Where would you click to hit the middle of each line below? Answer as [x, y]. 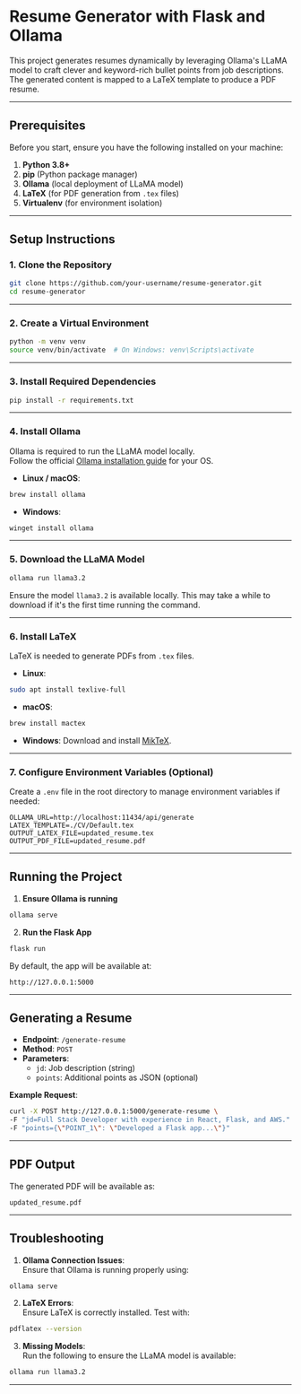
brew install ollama [48, 494]
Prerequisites [47, 126]
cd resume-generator [48, 292]
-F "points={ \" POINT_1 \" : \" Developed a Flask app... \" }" [120, 1128]
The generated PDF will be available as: [82, 1186]
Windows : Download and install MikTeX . [97, 740]
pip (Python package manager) [80, 174]
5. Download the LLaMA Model [77, 560]
